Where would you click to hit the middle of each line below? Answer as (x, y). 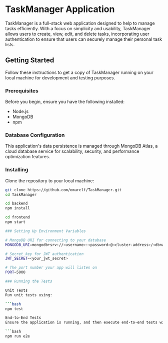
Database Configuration (35, 135)
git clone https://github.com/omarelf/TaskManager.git (63, 190)
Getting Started (30, 61)
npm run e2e (17, 336)
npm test (14, 309)
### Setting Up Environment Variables (45, 231)
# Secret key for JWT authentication (44, 254)
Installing (17, 170)
